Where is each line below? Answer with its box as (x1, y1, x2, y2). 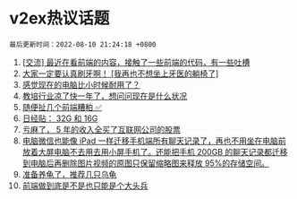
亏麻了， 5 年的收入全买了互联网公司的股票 (21, 124, 181, 134)
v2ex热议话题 (9, 8, 110, 29)
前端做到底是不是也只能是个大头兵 (21, 180, 148, 191)
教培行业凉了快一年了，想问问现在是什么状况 (21, 91, 188, 101)
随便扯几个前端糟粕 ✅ (21, 101, 103, 112)
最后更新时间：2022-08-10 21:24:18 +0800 (9, 39, 157, 49)
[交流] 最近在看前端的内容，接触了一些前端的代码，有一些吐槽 (21, 56, 250, 67)
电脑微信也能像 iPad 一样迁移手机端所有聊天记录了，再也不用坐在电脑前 (21, 135, 286, 146)
